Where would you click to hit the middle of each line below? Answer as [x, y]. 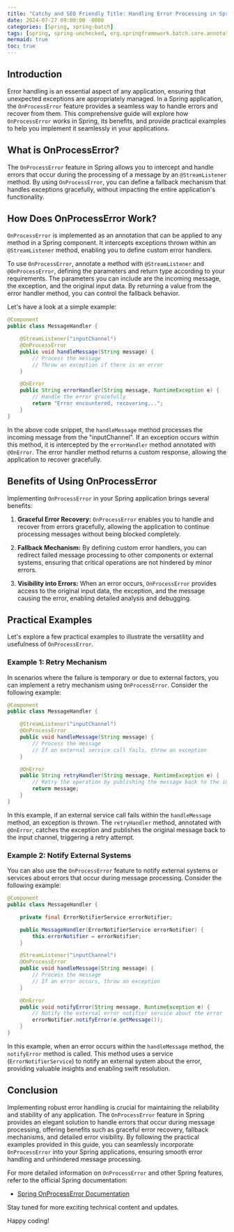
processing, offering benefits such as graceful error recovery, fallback [108, 1129]
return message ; [56, 789]
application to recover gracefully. [55, 459]
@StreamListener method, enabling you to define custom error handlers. [110, 250]
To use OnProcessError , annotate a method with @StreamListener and [106, 264]
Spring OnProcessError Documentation [73, 1194]
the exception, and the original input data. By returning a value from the [110, 286]
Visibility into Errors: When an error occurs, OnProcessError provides [117, 583]
